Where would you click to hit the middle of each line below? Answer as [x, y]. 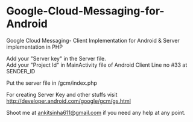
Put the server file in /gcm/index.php [52, 83]
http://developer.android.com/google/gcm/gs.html [69, 101]
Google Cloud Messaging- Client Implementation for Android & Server [93, 40]
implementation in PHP [35, 47]
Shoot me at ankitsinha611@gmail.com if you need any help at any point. [96, 112]
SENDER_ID [21, 71]
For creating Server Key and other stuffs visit [62, 94]
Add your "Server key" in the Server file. [56, 58]
